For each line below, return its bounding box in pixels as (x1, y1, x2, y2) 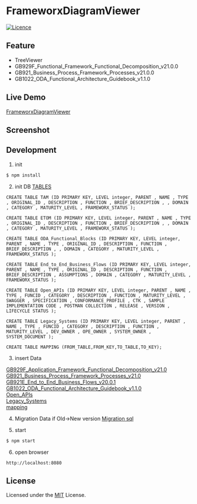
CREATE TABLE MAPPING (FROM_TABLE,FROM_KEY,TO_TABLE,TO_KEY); (6, 344, 162, 350)
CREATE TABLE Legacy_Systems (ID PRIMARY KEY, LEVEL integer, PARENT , (6, 318, 186, 324)
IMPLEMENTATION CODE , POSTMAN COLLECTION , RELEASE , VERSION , (6, 303, 170, 309)
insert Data (14, 354, 42, 361)
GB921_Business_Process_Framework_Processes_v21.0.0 (14, 69, 155, 76)
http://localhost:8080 (6, 460, 62, 466)
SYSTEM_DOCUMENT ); (6, 333, 54, 340)
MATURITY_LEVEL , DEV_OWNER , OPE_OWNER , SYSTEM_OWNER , (6, 329, 152, 335)
